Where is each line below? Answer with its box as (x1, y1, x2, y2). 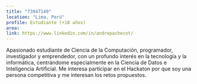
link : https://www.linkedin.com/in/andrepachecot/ (6, 31, 134, 36)
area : (6, 25, 20, 31)
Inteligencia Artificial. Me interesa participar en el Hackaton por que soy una (6, 65, 192, 72)
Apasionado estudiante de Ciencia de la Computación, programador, (6, 46, 173, 53)
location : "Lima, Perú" (6, 14, 65, 20)
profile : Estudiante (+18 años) (6, 19, 86, 25)
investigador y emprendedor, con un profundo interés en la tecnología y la (6, 53, 187, 60)
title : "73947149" (6, 8, 51, 15)
